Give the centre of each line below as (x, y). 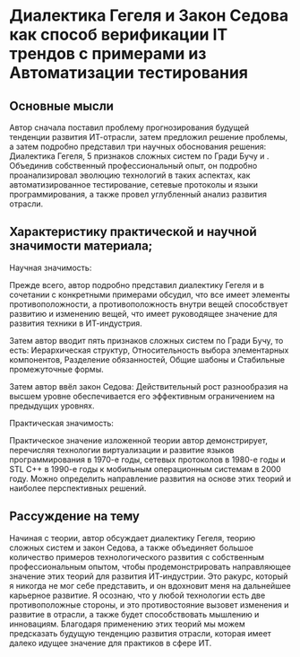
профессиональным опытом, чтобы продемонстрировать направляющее (150, 566)
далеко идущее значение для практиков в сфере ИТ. (111, 643)
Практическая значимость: (62, 423)
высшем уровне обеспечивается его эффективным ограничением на (142, 396)
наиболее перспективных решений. (78, 488)
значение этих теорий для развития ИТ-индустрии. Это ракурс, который (149, 576)
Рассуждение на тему (75, 517)
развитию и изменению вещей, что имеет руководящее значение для (143, 313)
